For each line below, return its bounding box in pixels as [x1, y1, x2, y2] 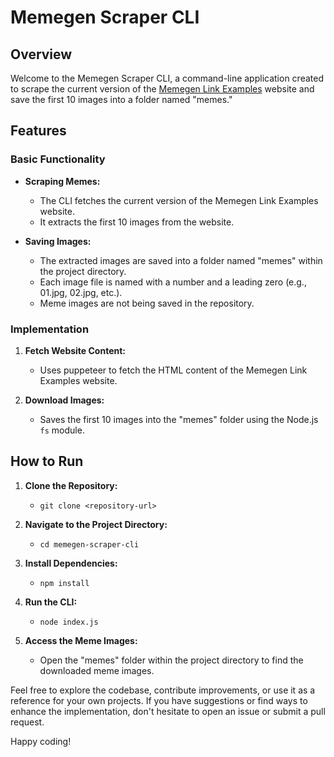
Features [10, 122, 67, 140]
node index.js [39, 617, 99, 627]
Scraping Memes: [24, 175, 101, 187]
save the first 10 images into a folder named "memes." [10, 94, 233, 105]
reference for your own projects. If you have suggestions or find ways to [10, 694, 308, 706]
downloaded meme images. [39, 664, 155, 676]
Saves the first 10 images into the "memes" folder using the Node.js [39, 413, 319, 425]
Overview [10, 46, 73, 63]
